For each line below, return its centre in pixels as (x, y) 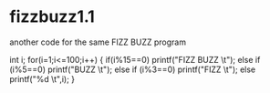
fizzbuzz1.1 (52, 17)
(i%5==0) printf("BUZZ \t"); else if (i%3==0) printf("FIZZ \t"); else (133, 69)
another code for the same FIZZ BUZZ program (98, 42)
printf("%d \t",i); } (42, 78)
